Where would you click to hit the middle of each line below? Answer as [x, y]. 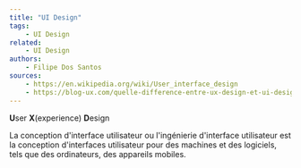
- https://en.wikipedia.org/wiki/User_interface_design [132, 84]
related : [26, 42]
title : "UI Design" [46, 17]
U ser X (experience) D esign [60, 118]
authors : [26, 59]
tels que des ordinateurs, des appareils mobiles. [98, 154]
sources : [26, 76]
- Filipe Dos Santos [64, 68]
